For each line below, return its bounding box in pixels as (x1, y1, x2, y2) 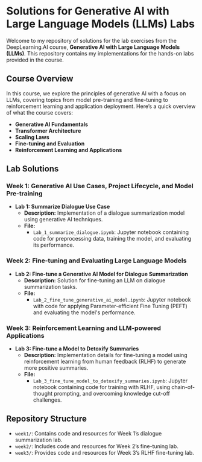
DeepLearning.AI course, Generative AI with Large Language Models (6, 43, 180, 51)
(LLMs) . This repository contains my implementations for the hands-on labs (6, 49, 194, 57)
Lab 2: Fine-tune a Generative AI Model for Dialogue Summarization (14, 270, 188, 277)
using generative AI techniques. (24, 216, 103, 223)
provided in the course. (6, 56, 65, 63)
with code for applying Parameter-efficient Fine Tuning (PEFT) (33, 302, 188, 309)
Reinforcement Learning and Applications (14, 146, 122, 153)
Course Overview (6, 74, 74, 84)
